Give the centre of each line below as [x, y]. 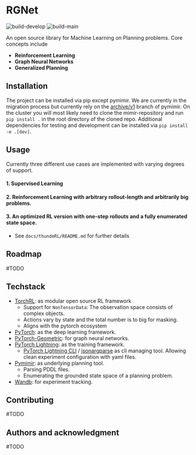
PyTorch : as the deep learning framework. [65, 332]
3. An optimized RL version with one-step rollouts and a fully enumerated [97, 217]
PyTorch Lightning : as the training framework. [69, 344]
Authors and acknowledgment [63, 432]
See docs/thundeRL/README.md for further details [72, 235]
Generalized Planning [41, 67]
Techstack [26, 287]
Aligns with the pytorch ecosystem [65, 326]
